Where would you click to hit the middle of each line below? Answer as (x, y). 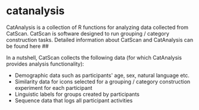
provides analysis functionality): (45, 64)
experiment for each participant (53, 88)
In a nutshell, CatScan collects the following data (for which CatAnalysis (94, 57)
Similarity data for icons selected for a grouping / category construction (102, 82)
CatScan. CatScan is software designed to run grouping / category (88, 33)
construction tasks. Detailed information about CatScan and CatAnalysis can (100, 40)
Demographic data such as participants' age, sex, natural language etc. (102, 75)
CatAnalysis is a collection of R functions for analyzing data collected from (97, 27)
